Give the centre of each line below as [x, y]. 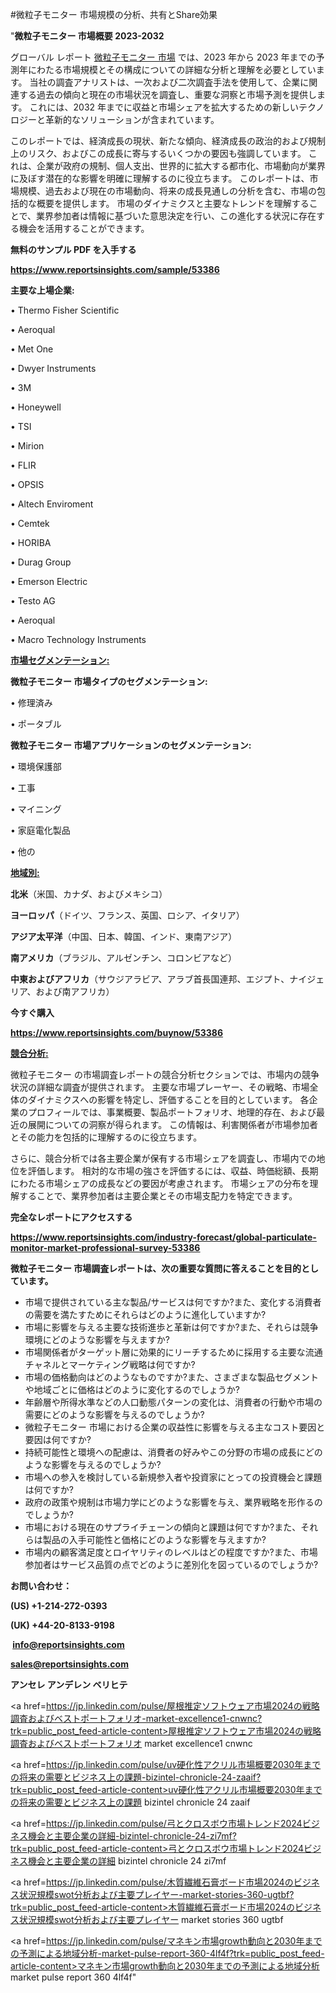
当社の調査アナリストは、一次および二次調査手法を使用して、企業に [169, 82]
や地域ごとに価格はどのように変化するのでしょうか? [132, 1389]
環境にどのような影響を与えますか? [97, 1339]
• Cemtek [30, 523]
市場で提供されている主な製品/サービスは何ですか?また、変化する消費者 [173, 1302]
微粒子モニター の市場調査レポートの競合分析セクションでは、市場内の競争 [165, 1074]
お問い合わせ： [41, 1586]
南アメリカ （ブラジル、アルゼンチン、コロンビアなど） [124, 957]
